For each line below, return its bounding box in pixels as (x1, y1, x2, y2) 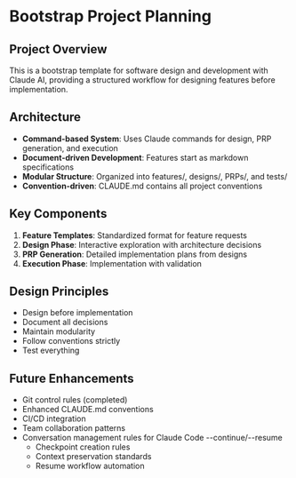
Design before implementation (21, 307, 133, 318)
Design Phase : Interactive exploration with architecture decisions (21, 239, 262, 250)
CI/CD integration (21, 413, 86, 424)
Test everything (21, 345, 80, 356)
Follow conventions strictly (21, 336, 121, 347)
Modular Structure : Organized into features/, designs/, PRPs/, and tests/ (21, 171, 288, 181)
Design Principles (9, 284, 109, 299)
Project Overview (9, 42, 108, 57)
